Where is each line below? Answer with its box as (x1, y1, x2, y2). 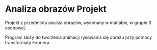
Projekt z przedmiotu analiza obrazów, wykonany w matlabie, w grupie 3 (5, 20, 152, 25)
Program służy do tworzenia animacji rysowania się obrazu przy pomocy (5, 34, 152, 40)
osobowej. (5, 25, 26, 30)
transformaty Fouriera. (5, 39, 51, 45)
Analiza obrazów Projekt (5, 3, 107, 15)
